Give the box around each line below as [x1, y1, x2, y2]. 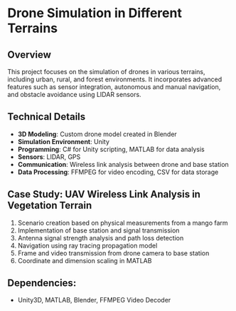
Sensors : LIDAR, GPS [17, 152, 81, 161]
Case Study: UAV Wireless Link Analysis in [7, 188, 201, 200]
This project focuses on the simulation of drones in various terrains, [7, 68, 205, 76]
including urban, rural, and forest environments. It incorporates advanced [7, 75, 222, 83]
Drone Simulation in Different [7, 5, 183, 21]
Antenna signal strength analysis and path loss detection [17, 233, 184, 242]
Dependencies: [7, 277, 77, 290]
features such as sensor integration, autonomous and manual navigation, [7, 83, 221, 91]
